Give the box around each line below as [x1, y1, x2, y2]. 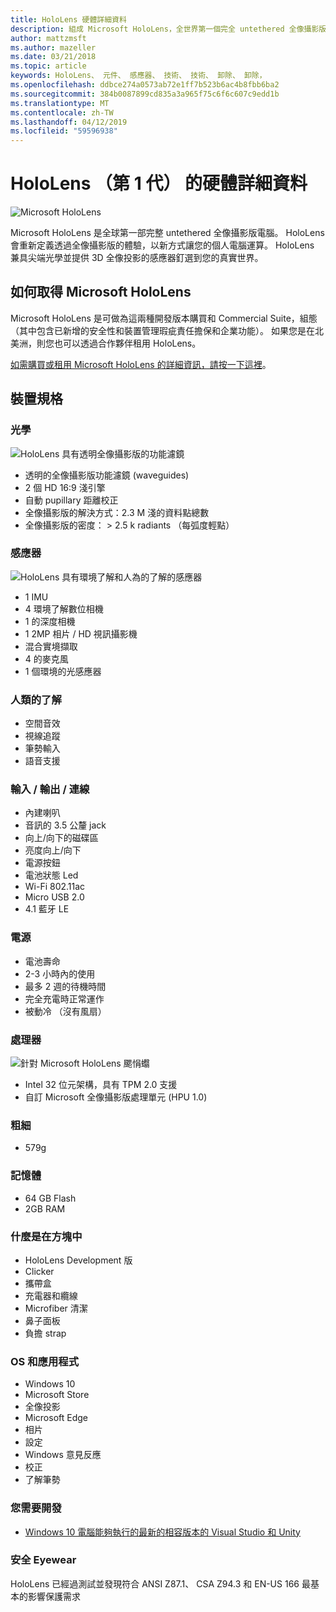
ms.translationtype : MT [10, 98, 110, 108]
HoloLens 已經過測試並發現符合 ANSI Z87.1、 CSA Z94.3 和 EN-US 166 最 [10, 1577, 311, 1590]
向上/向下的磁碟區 [24, 832, 99, 844]
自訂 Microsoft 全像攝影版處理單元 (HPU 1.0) [24, 1091, 208, 1103]
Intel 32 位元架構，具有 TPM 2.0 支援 [24, 1079, 178, 1091]
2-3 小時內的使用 [24, 967, 96, 980]
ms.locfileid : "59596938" [10, 126, 118, 136]
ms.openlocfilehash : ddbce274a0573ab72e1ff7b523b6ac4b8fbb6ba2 [10, 80, 280, 90]
